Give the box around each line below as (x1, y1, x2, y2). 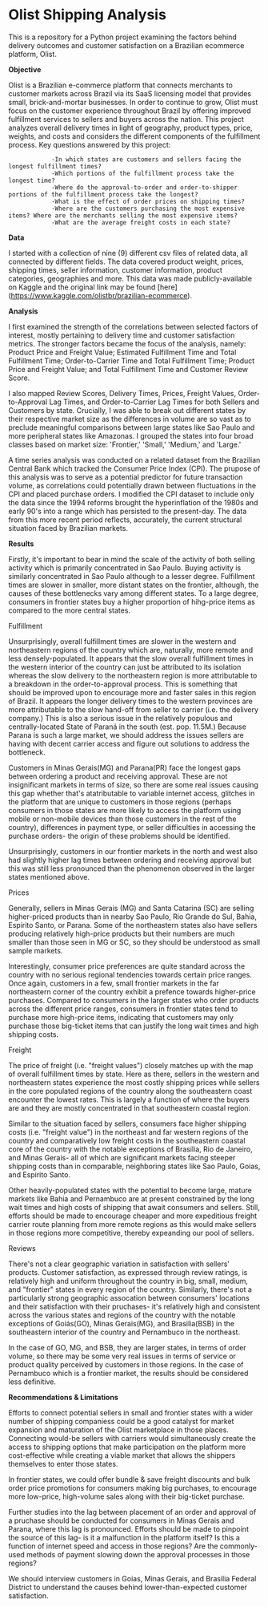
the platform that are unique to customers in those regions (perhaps (8, 796, 232, 807)
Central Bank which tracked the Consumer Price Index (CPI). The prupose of (8, 463, 261, 473)
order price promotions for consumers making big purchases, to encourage (8, 1483, 258, 1492)
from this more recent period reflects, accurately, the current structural (8, 515, 242, 524)
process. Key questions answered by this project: (8, 140, 171, 149)
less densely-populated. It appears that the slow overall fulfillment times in (8, 654, 254, 663)
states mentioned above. (8, 872, 90, 881)
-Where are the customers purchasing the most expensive (50, 204, 246, 213)
